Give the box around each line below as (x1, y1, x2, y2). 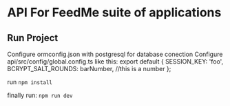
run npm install (7, 78, 53, 86)
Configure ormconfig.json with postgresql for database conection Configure (7, 50, 223, 58)
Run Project (7, 32, 59, 44)
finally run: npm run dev (7, 91, 73, 99)
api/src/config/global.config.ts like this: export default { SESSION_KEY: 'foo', (7, 57, 224, 66)
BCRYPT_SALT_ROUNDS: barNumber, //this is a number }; (7, 65, 171, 72)
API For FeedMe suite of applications (7, 5, 222, 21)
